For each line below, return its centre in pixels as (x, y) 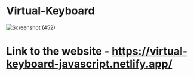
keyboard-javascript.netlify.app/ (89, 64)
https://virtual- (150, 51)
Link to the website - (58, 51)
